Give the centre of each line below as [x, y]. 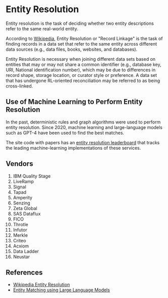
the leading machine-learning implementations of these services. [73, 148]
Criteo [19, 240]
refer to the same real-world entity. [42, 28]
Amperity [22, 197]
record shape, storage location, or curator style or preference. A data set [81, 75]
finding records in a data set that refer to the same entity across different [81, 44]
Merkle [20, 235]
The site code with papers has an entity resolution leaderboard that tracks [83, 142]
